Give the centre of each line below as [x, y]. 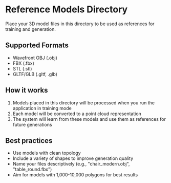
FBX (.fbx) [24, 63]
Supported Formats [37, 45]
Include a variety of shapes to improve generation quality [73, 158]
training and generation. [31, 29]
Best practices [29, 141]
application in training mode [42, 108]
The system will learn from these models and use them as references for [89, 119]
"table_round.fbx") [32, 169]
